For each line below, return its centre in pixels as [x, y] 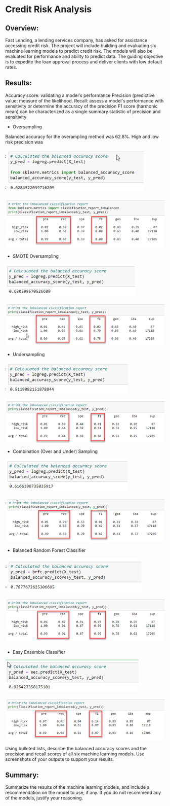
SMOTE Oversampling [36, 256]
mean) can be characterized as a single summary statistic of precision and [83, 111]
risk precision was [24, 142]
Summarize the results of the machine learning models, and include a [78, 787]
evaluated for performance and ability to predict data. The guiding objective [84, 56]
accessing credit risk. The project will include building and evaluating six [81, 46]
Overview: [22, 28]
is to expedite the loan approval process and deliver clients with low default [84, 62]
